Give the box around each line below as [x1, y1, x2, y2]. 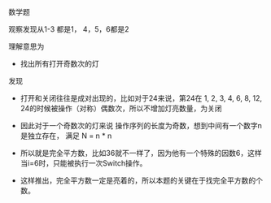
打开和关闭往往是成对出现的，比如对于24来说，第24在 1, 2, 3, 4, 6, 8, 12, [20, 93, 263, 103]
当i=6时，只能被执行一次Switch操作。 [20, 158, 147, 168]
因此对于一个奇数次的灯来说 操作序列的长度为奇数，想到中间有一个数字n [20, 121, 263, 130]
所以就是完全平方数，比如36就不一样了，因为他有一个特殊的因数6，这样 [20, 149, 262, 158]
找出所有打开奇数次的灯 [20, 59, 99, 68]
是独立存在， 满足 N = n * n [20, 131, 112, 140]
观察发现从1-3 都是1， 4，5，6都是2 [8, 24, 129, 34]
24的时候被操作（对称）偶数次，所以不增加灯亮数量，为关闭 [20, 104, 222, 113]
